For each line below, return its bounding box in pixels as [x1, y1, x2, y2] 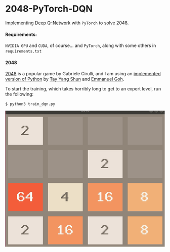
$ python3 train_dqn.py [5, 102, 56, 107]
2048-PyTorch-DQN [5, 3, 93, 15]
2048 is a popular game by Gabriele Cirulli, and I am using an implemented [5, 71, 161, 77]
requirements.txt [5, 49, 42, 54]
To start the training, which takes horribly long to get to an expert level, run [5, 86, 161, 92]
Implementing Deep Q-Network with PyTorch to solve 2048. [5, 20, 129, 26]
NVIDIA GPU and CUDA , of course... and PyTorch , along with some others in [5, 42, 156, 48]
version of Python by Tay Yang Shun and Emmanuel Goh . [5, 76, 124, 82]
